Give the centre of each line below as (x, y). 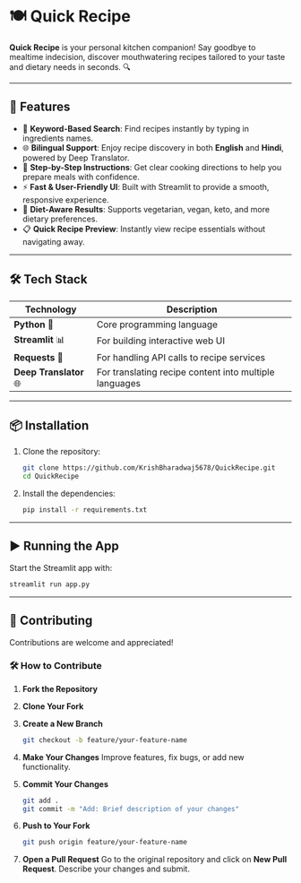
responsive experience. (65, 199)
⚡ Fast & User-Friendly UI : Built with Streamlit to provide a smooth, (146, 186)
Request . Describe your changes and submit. (106, 869)
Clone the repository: (61, 452)
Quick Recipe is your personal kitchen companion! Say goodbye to (133, 47)
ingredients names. (58, 138)
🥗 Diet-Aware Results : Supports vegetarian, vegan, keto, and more (146, 209)
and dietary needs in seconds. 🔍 (70, 66)
